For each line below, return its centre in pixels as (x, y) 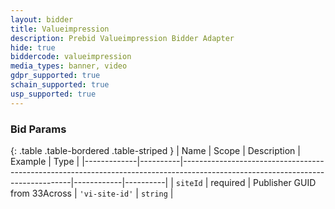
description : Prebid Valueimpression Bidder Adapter (122, 38)
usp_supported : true (53, 94)
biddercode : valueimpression (71, 57)
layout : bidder (42, 19)
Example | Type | (45, 161)
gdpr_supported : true (55, 76)
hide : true (33, 47)
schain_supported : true (60, 85)
